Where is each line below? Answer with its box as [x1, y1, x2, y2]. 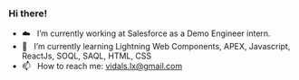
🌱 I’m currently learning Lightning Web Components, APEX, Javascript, [21, 41, 291, 52]
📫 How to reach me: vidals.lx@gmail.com [21, 61, 183, 72]
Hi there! [8, 7, 48, 20]
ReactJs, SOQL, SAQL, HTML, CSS [21, 50, 151, 61]
